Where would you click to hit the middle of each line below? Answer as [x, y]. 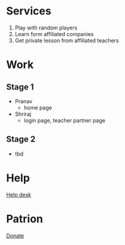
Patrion [25, 219]
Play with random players [46, 28]
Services [29, 11]
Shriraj [23, 114]
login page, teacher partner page [65, 120]
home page [38, 107]
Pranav [24, 101]
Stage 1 [20, 87]
